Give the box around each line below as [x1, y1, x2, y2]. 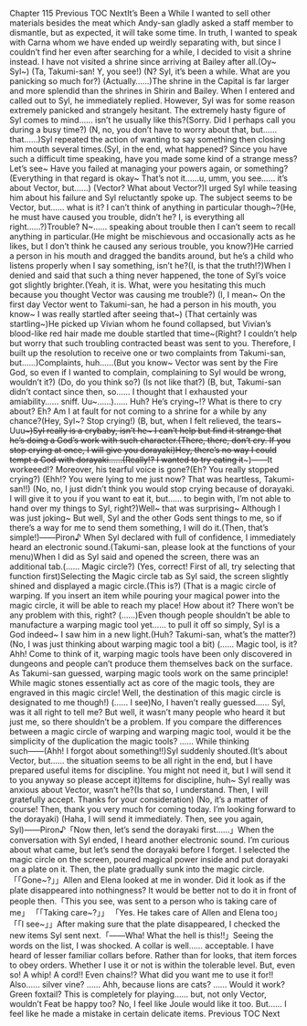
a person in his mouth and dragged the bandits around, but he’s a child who [9, 250, 294, 261]
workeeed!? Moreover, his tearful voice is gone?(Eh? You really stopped [9, 464, 280, 474]
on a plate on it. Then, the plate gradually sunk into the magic [9, 863, 240, 874]
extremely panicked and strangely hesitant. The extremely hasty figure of [9, 105, 286, 115]
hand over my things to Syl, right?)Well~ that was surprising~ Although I [9, 502, 281, 513]
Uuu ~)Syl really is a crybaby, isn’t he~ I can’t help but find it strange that [9, 425, 282, 436]
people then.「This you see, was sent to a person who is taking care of [9, 895, 277, 906]
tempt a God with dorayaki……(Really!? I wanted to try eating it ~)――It [9, 454, 273, 465]
